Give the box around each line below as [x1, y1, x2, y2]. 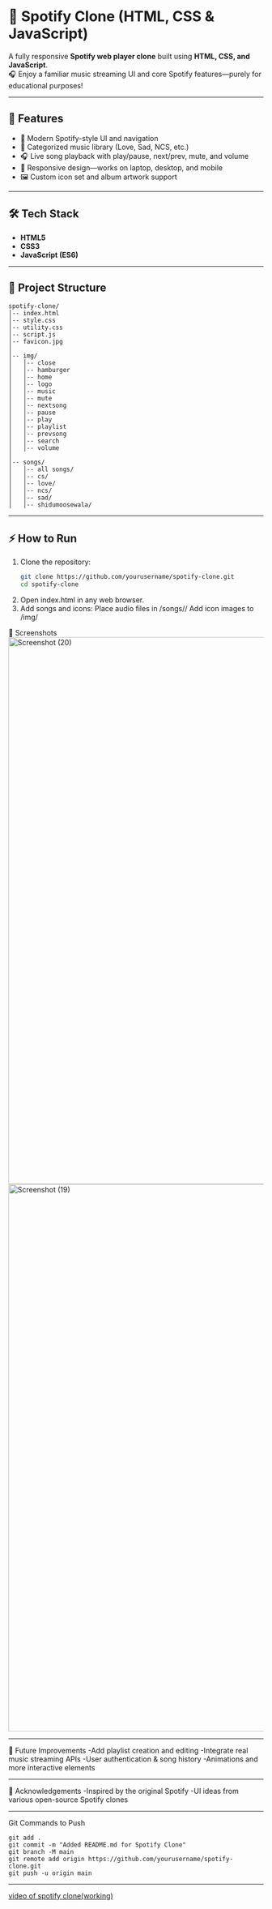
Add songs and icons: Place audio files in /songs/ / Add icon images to [19, 603, 254, 613]
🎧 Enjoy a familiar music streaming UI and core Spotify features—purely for [8, 69, 261, 79]
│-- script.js [8, 331, 57, 339]
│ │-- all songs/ [8, 465, 74, 473]
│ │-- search [8, 437, 60, 445]
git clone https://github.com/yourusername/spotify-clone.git [19, 573, 235, 581]
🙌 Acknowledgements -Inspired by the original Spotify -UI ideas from [8, 1786, 239, 1796]
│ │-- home [8, 373, 53, 382]
